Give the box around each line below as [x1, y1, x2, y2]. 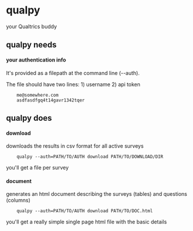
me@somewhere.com [16, 92, 59, 98]
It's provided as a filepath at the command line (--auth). [6, 69, 140, 76]
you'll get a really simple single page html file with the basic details [6, 218, 167, 226]
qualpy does [6, 113, 53, 123]
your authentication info [6, 56, 66, 63]
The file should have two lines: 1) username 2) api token [6, 80, 140, 88]
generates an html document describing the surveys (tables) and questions [6, 191, 187, 198]
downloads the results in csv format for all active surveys [6, 142, 144, 150]
